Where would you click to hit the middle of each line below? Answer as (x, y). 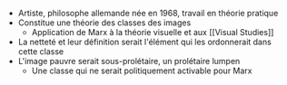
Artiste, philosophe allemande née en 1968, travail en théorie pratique (148, 13)
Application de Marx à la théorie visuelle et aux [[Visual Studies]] (153, 32)
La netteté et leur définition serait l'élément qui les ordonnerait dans (145, 42)
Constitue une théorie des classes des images (104, 23)
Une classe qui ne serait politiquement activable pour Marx (142, 71)
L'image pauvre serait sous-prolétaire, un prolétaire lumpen (129, 61)
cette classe (41, 52)
